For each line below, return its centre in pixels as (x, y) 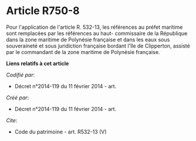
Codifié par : (21, 75)
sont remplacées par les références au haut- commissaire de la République (97, 33)
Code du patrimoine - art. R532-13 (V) (60, 132)
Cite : (12, 120)
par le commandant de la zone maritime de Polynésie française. (83, 52)
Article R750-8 (43, 11)
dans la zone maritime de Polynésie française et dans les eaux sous (88, 39)
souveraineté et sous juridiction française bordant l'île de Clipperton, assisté (98, 46)
